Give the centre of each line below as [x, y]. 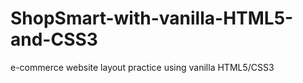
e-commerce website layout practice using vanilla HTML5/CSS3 [142, 67]
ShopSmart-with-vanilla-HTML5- [152, 18]
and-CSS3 [54, 39]
